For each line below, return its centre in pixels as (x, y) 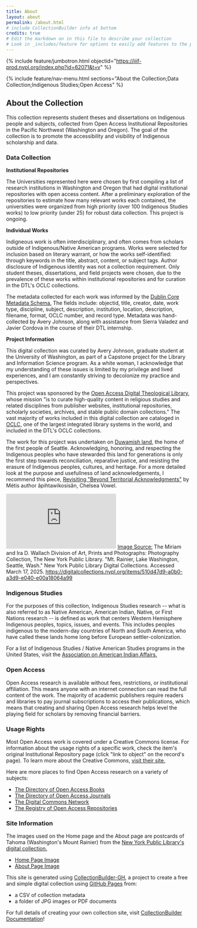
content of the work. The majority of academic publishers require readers (95, 695)
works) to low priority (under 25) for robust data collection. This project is (95, 212)
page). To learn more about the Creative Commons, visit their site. (86, 760)
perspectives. (23, 381)
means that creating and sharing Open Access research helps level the (92, 707)
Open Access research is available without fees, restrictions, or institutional (97, 683)
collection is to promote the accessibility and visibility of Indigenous (88, 136)
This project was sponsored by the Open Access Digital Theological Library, (98, 393)
